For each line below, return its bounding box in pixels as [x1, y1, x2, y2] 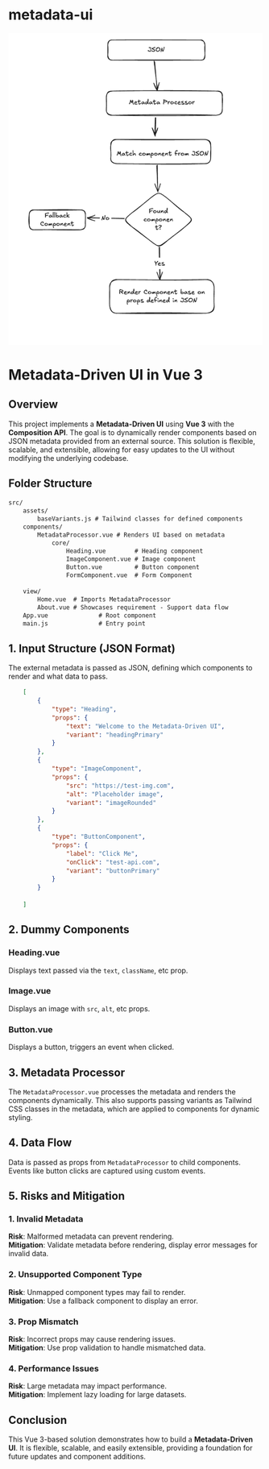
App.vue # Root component [23, 612, 157, 620]
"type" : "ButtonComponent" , [51, 832, 147, 840]
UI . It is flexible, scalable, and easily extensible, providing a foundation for [8, 1443, 253, 1453]
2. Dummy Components [8, 923, 130, 936]
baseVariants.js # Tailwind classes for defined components [37, 515, 243, 523]
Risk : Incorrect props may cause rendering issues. [8, 1334, 176, 1344]
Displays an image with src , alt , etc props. [8, 1003, 151, 1013]
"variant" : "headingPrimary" [65, 731, 163, 739]
